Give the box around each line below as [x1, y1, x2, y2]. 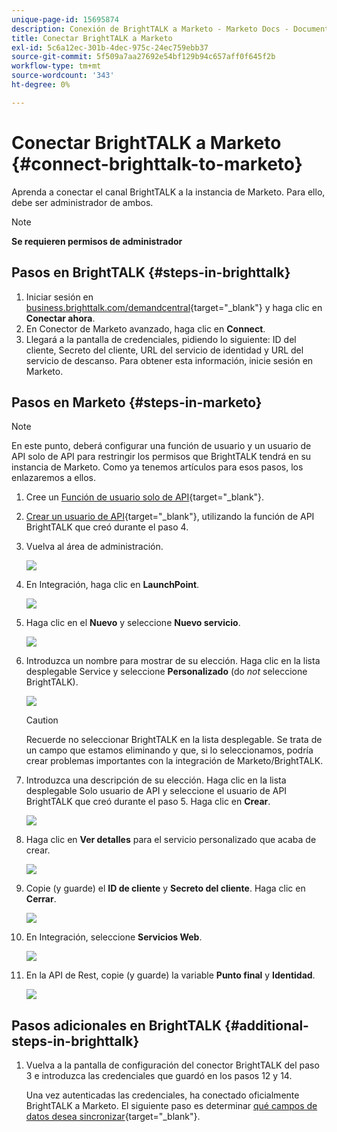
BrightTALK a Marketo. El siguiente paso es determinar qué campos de [25, 1100, 318, 1112]
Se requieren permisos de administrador [11, 235, 183, 247]
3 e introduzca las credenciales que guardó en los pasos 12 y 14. [25, 1070, 293, 1082]
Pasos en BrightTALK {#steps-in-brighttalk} [11, 264, 291, 281]
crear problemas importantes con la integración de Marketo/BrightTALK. [25, 755, 324, 767]
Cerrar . [25, 893, 57, 905]
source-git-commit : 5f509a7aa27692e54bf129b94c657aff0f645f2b [11, 52, 276, 62]
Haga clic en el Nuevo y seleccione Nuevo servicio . [25, 617, 241, 629]
